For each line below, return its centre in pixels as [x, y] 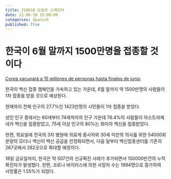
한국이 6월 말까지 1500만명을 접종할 [77, 51]
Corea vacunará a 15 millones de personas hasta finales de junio [73, 79]
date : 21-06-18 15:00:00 [32, 15]
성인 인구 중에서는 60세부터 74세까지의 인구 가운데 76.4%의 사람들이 [74, 117]
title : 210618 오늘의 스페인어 [35, 10]
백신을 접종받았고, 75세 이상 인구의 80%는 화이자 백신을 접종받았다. [82, 124]
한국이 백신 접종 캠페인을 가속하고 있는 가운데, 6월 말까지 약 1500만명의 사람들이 [85, 89]
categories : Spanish [27, 19]
